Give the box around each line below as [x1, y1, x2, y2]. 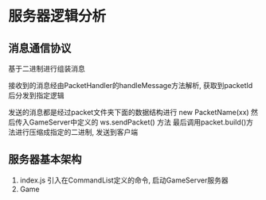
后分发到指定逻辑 [8, 90, 65, 100]
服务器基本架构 [8, 152, 82, 167]
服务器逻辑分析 [8, 7, 107, 25]
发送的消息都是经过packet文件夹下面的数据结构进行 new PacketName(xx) [8, 108, 249, 117]
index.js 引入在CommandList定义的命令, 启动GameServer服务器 [19, 175, 229, 185]
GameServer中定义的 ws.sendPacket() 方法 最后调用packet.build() [29, 117, 247, 127]
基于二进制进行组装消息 [8, 64, 85, 73]
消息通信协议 [8, 41, 72, 55]
